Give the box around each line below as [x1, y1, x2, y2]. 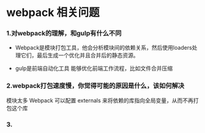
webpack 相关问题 [6, 6, 100, 20]
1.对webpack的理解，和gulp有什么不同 [6, 29, 122, 37]
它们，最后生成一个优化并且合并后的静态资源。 [20, 51, 139, 59]
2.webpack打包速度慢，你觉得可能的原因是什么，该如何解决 [6, 82, 185, 90]
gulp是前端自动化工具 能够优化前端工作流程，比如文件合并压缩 [15, 65, 173, 72]
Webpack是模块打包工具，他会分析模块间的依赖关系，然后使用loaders [15, 44, 193, 51]
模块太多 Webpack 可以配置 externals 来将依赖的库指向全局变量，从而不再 [6, 96, 194, 104]
